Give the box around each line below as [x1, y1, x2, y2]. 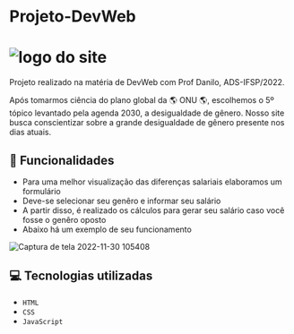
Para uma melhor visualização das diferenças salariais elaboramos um [22, 176, 282, 187]
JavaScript [22, 317, 64, 326]
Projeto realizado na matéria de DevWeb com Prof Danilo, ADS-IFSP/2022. [9, 77, 285, 88]
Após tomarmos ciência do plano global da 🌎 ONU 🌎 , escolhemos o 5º [9, 95, 275, 106]
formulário [22, 185, 61, 196]
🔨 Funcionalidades [9, 152, 115, 167]
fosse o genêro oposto [22, 214, 107, 225]
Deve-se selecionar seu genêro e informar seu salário [22, 195, 221, 206]
